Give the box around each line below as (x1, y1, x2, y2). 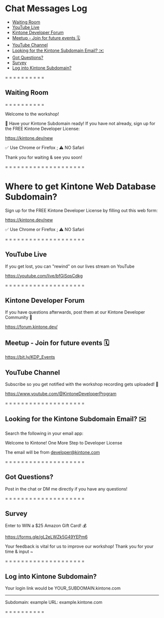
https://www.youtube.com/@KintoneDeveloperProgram (5, 390, 117, 396)
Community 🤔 (5, 315, 33, 320)
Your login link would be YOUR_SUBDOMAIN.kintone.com (5, 585, 121, 591)
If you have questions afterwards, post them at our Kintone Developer (5, 309, 145, 315)
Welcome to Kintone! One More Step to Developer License (5, 440, 123, 446)
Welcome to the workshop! (5, 111, 60, 117)
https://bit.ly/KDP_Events (5, 354, 55, 360)
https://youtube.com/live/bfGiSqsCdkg (5, 273, 83, 278)
